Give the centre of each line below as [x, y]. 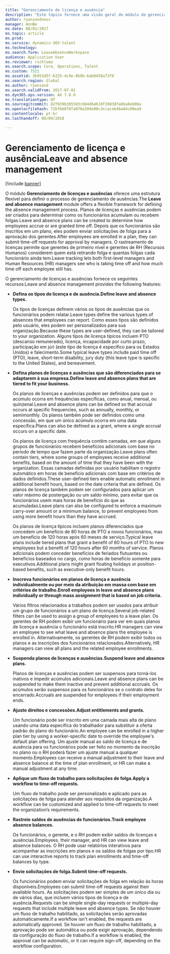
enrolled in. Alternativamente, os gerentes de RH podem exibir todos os [87, 638]
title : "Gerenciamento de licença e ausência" [55, 10]
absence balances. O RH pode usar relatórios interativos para [77, 845]
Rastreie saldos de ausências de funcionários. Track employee [79, 819]
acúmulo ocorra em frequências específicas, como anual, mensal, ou [84, 399]
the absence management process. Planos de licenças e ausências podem [83, 209]
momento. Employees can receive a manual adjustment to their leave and [88, 757]
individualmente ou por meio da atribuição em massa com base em [84, 584]
